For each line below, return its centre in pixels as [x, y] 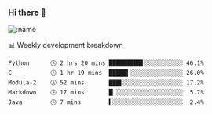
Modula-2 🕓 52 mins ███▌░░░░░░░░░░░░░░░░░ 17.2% [106, 83]
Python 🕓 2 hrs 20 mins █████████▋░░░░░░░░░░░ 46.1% [106, 63]
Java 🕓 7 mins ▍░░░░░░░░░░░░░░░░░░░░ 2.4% [106, 102]
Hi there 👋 [27, 12]
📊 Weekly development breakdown [66, 45]
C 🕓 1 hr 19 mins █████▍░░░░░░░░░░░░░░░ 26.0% [106, 73]
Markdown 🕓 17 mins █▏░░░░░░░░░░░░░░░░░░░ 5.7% [106, 93]
